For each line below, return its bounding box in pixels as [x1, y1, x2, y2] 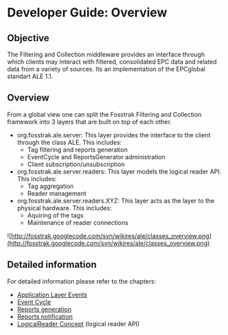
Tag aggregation [27, 182, 74, 190]
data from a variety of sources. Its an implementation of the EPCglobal [7, 65, 205, 73]
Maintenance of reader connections [27, 218, 129, 227]
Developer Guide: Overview [7, 5, 168, 21]
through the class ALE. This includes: [16, 138, 122, 146]
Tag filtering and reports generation [27, 146, 128, 154]
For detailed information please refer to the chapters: [7, 277, 156, 286]
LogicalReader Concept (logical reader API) [16, 319, 140, 327]
